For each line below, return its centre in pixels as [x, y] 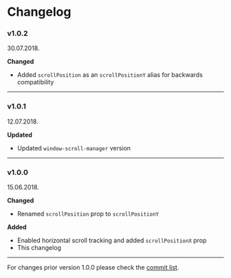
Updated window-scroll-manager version [74, 148]
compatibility [35, 82]
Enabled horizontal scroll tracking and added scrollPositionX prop [112, 240]
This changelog [39, 248]
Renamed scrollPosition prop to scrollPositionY [88, 214]
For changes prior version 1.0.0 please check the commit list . [93, 268]
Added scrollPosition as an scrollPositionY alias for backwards [110, 75]
